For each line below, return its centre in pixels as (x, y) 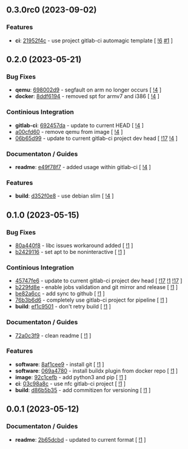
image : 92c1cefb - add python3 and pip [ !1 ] (71, 377)
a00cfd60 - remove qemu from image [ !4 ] (69, 131)
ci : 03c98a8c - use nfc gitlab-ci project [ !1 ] (70, 384)
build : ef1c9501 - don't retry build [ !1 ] (63, 307)
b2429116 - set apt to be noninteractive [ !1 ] (70, 251)
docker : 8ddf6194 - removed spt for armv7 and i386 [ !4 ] (87, 96)
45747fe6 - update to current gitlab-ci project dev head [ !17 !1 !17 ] (99, 281)
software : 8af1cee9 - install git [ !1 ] (59, 364)
